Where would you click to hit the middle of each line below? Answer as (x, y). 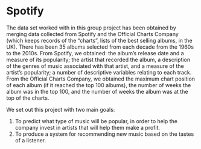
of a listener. (30, 140)
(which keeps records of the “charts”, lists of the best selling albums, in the (99, 40)
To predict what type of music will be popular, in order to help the (96, 121)
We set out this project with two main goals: (61, 109)
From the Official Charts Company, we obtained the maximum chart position (101, 79)
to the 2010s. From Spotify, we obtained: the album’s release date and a (95, 53)
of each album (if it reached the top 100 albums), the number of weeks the (99, 85)
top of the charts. (28, 98)
